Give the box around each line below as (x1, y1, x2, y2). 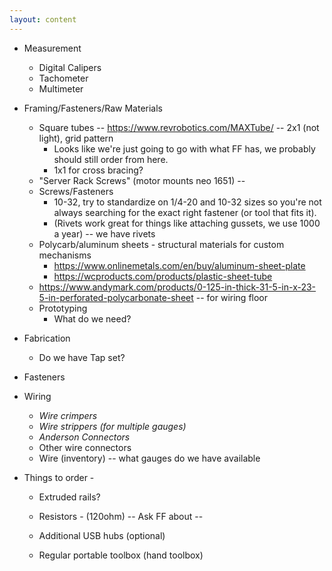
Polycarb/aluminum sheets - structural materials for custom (38, 238, 285, 250)
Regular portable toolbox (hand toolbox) (38, 549, 204, 561)
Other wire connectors (38, 441, 132, 453)
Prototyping (38, 302, 88, 314)
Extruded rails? (38, 491, 101, 503)
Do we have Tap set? (38, 351, 126, 363)
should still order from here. (53, 153, 169, 165)
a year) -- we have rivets (53, 227, 156, 240)
